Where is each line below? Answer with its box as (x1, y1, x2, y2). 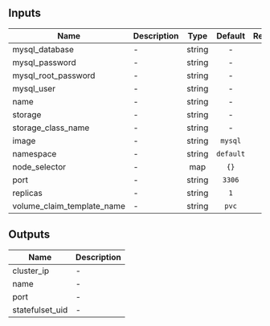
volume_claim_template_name (12, 200, 126, 211)
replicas (12, 187, 43, 198)
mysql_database (12, 43, 74, 55)
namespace (12, 148, 57, 159)
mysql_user (12, 83, 56, 94)
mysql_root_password (12, 70, 96, 81)
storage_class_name (12, 122, 90, 133)
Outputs (8, 228, 51, 242)
